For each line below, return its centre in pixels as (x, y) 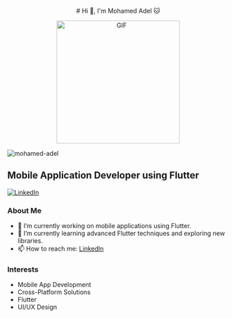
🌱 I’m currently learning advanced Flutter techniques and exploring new (121, 233)
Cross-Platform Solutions (54, 292)
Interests (23, 270)
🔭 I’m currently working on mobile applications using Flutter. (104, 226)
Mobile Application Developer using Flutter (103, 175)
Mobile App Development (54, 285)
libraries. (30, 241)
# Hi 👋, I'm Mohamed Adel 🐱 (118, 11)
